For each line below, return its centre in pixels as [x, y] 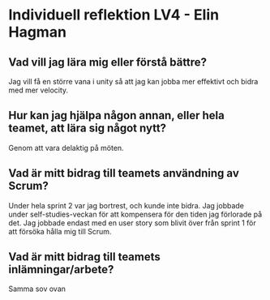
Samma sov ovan [37, 289]
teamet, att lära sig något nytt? [88, 129]
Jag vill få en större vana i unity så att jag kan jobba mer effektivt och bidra [133, 81]
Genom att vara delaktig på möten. [66, 148]
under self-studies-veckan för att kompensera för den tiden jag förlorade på [135, 214]
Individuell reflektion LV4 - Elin [114, 15]
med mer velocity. [39, 90]
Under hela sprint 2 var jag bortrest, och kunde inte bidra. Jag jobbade [126, 205]
